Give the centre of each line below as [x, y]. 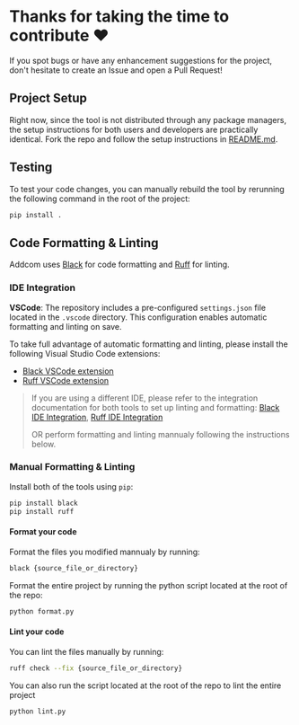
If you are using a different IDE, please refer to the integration [145, 398]
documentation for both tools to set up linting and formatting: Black [155, 407]
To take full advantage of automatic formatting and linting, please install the [149, 344]
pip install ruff [42, 511]
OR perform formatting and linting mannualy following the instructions [160, 434]
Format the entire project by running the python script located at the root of [149, 585]
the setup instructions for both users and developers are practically [134, 129]
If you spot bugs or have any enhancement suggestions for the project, [141, 60]
